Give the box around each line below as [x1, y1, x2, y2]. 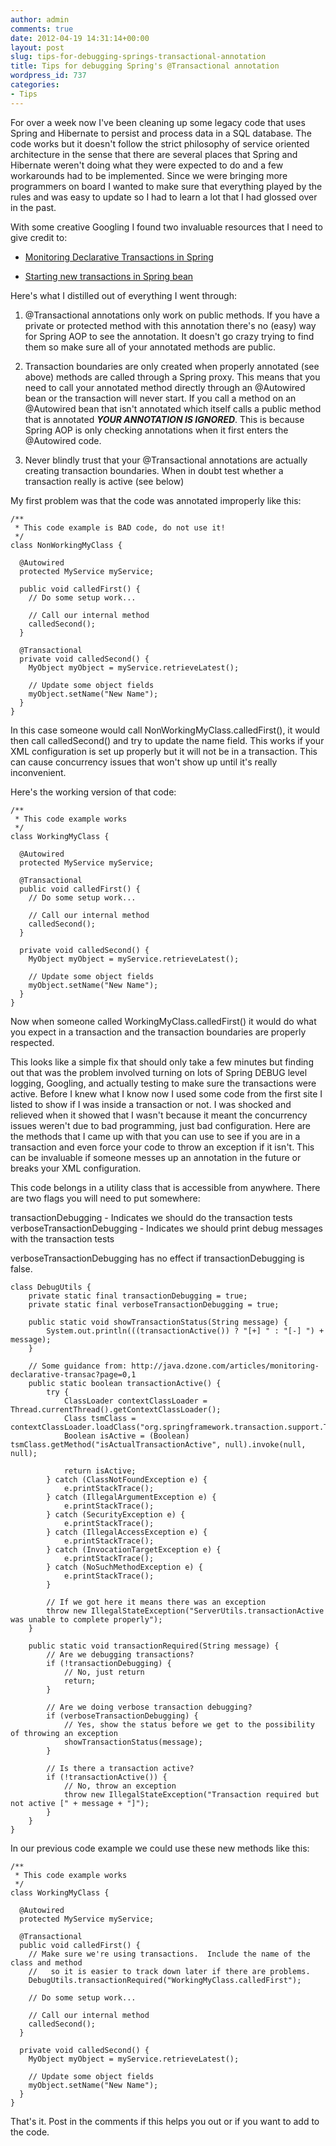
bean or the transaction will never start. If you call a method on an [24, 392, 297, 404]
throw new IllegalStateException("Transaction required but [63, 1789, 320, 1800]
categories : [10, 80, 60, 90]
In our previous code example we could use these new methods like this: [10, 1842, 310, 1854]
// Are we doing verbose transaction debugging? [46, 1702, 253, 1712]
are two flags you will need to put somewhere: [10, 1192, 201, 1204]
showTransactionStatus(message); [63, 1737, 203, 1747]
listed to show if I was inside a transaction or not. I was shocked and [10, 1098, 292, 1110]
